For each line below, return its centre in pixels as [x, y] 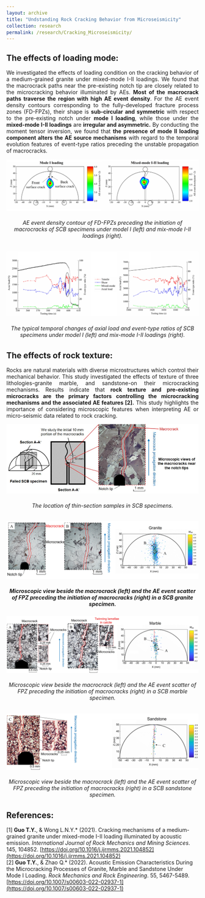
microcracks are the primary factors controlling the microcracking [103, 396]
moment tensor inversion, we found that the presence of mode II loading [103, 131]
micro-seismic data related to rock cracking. [62, 416]
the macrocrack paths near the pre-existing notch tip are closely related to [103, 86]
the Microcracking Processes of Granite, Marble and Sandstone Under [95, 869]
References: [30, 815]
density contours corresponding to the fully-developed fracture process [103, 105]
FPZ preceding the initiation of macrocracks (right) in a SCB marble [103, 692]
